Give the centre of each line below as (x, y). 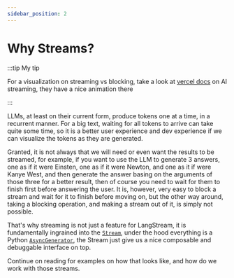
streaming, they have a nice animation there (70, 89)
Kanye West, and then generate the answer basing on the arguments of (110, 174)
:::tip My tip (23, 68)
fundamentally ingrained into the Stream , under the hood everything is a (110, 232)
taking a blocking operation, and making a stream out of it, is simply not (110, 204)
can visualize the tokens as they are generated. (75, 138)
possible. (20, 211)
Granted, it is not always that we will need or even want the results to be (111, 152)
